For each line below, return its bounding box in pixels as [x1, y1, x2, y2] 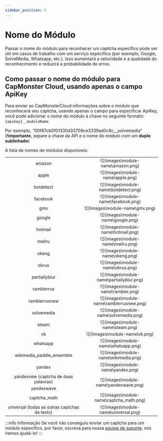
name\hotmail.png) [101, 229, 139, 235]
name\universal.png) [99, 409, 141, 415]
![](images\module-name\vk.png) [86, 331, 154, 337]
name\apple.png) [102, 175, 137, 180]
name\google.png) [101, 217, 139, 223]
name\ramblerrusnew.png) [93, 301, 147, 307]
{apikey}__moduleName [5, 119, 49, 124]
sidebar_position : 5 [5, 8, 47, 13]
